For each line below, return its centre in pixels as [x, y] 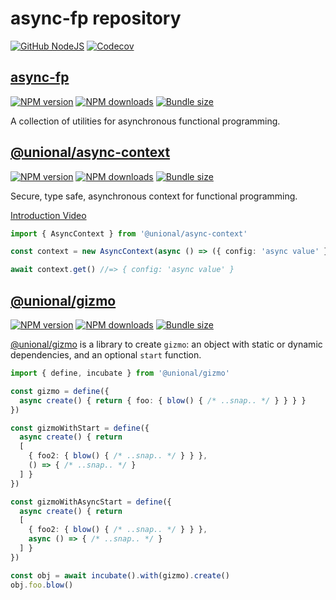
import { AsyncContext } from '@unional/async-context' [129, 233]
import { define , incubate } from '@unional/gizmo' [120, 373]
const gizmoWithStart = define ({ [80, 428]
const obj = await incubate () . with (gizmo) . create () [120, 575]
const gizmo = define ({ [60, 391]
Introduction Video [48, 215]
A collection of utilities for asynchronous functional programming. [145, 121]
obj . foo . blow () [42, 585]
